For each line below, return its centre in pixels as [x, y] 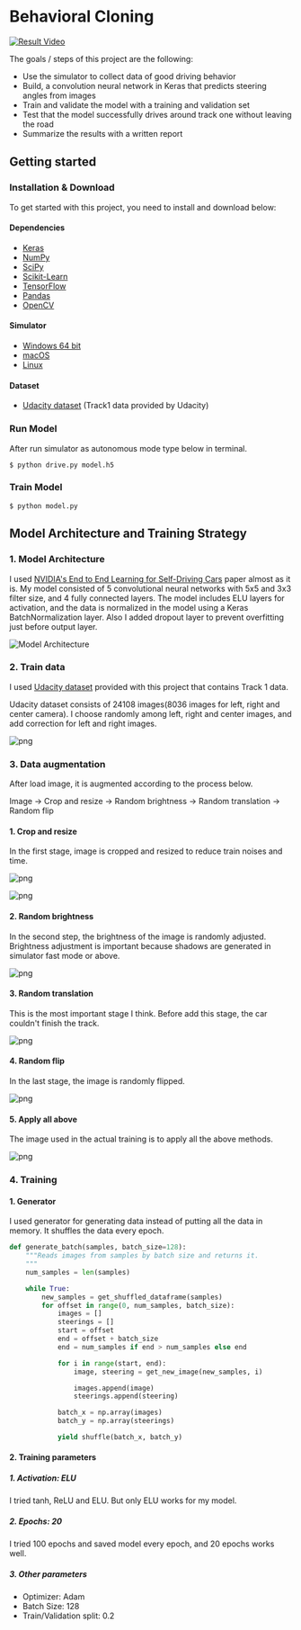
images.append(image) [114, 1388]
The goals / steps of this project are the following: [101, 58]
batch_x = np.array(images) [110, 1413]
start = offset [86, 1330]
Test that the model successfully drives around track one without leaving [157, 114]
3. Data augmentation [58, 764]
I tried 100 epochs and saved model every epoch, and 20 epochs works [142, 1544]
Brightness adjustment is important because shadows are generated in [140, 945]
